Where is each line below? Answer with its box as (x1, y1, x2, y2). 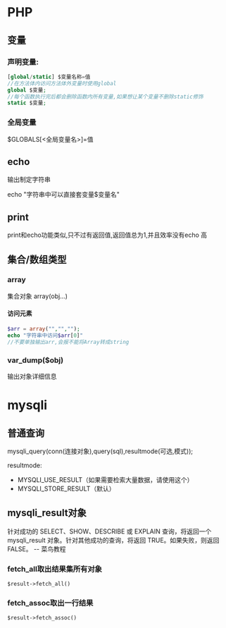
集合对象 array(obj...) (7, 292, 68, 300)
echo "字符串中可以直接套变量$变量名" (7, 190, 120, 199)
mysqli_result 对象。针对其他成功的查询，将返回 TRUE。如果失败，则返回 (7, 536, 220, 544)
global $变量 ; (7, 86, 47, 94)
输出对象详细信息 (7, 371, 57, 381)
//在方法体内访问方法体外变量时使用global (7, 80, 117, 87)
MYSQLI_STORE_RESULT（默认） (17, 484, 115, 493)
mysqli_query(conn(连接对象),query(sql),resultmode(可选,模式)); (7, 447, 194, 455)
